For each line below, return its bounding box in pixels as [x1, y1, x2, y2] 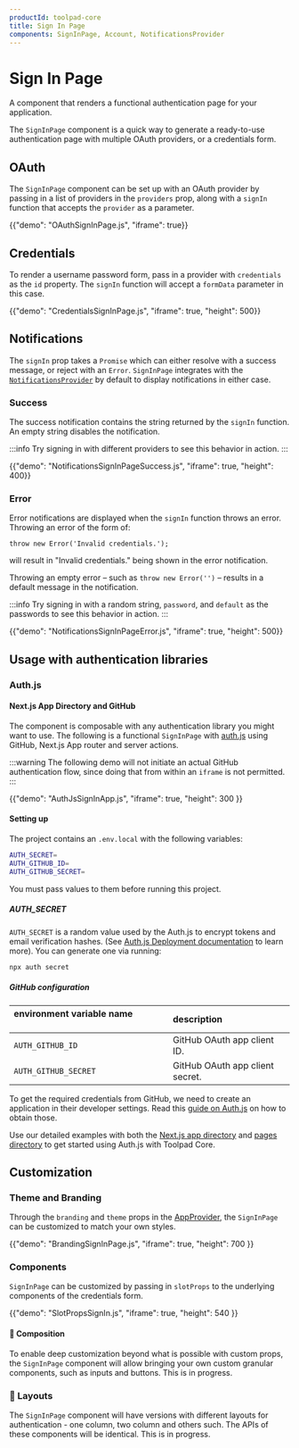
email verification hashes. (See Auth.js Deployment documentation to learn [9, 936, 284, 946]
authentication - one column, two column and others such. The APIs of [9, 1419, 269, 1429]
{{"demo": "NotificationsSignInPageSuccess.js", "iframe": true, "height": [9, 461, 274, 471]
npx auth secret [9, 962, 69, 971]
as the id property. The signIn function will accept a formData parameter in [9, 279, 284, 289]
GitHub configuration [9, 982, 91, 993]
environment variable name [13, 1007, 133, 1019]
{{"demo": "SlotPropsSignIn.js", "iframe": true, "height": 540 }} [9, 1308, 238, 1319]
